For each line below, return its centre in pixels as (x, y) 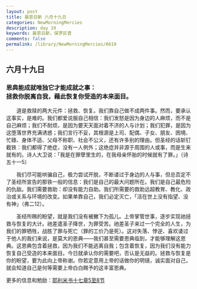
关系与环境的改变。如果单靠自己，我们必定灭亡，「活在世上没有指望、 (100, 196)
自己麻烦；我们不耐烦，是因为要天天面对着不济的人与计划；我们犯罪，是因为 (98, 125)
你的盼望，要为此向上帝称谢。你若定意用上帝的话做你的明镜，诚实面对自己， (98, 260)
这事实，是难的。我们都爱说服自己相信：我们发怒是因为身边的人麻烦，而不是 (98, 117)
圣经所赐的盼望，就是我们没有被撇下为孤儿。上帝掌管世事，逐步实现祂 (101, 216)
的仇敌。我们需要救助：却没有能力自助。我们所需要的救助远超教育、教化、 (96, 189)
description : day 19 (31, 28)
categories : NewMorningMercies (44, 22)
